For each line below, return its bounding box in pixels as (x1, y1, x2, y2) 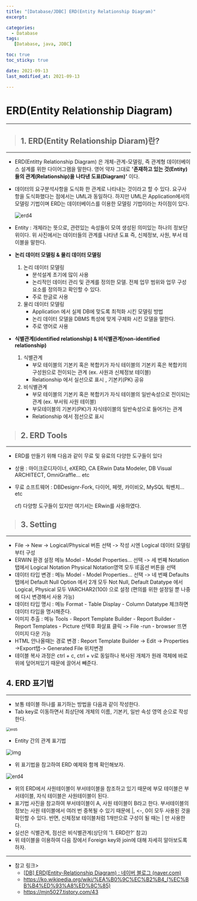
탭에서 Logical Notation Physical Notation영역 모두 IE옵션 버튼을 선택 (14, 564, 176, 571)
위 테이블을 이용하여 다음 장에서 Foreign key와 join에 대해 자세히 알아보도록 (14, 836, 188, 843)
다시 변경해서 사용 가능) (21, 593, 75, 600)
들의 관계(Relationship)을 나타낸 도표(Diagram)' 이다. (14, 173, 140, 180)
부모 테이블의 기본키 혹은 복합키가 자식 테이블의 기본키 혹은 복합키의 (32, 362, 188, 369)
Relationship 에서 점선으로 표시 (32, 413, 104, 420)
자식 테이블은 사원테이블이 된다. (36, 792, 109, 799)
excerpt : (6, 14, 28, 20)
